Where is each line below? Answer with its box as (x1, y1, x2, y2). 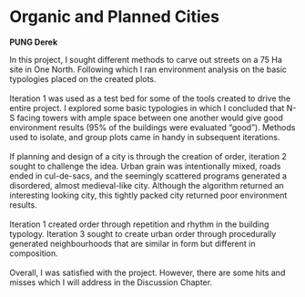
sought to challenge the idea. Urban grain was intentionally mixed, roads (9, 160, 281, 171)
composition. (9, 248, 59, 259)
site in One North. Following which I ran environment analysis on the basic (9, 64, 288, 75)
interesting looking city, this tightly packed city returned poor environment (9, 189, 288, 200)
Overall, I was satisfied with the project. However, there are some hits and (9, 267, 286, 278)
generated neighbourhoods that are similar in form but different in (9, 238, 256, 249)
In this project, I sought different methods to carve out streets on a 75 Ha (9, 54, 282, 65)
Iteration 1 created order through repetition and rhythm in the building (9, 219, 269, 230)
